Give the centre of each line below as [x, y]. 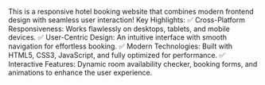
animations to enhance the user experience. [80, 72]
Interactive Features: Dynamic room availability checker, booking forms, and [133, 64]
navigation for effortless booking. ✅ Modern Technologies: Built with [121, 46]
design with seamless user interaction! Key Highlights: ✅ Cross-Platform [127, 20]
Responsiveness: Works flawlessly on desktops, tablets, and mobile [119, 29]
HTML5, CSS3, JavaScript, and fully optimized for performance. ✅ [117, 55]
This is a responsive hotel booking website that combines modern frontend [131, 12]
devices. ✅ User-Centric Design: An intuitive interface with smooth [118, 37]
